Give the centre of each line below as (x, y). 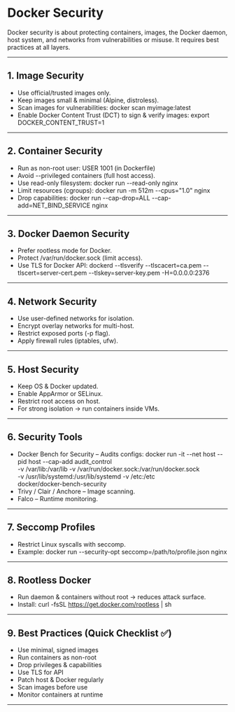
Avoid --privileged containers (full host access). (86, 175)
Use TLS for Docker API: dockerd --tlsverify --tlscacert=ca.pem (109, 266)
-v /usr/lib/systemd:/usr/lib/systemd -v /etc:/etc (86, 476)
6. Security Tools (45, 437)
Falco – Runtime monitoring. (57, 498)
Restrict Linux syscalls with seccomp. (71, 544)
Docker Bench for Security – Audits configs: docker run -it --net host (116, 454)
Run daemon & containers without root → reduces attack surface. (112, 597)
